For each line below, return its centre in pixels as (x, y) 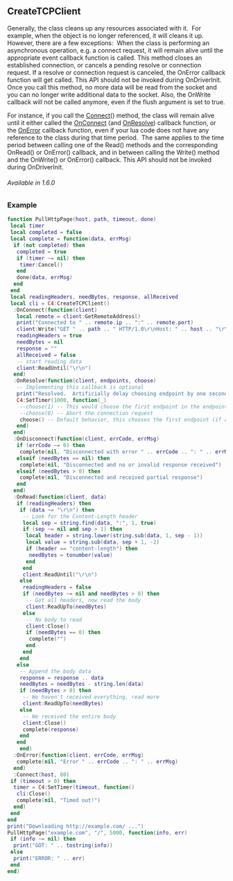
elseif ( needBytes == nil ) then (63, 458)
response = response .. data (62, 678)
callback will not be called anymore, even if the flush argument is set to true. (116, 102)
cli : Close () (34, 794)
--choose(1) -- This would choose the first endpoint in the (110, 406)
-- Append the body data (55, 671)
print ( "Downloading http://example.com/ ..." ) (76, 826)
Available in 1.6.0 (31, 183)
